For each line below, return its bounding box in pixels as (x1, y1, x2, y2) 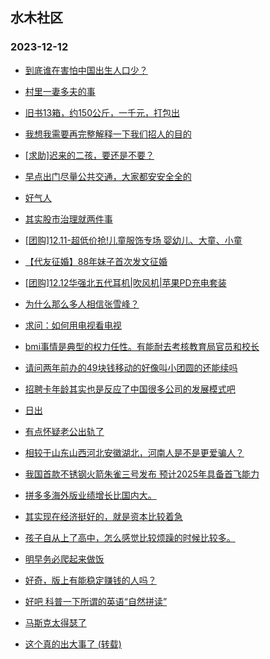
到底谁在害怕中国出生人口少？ (24, 64, 148, 76)
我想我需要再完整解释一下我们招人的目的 (24, 128, 192, 140)
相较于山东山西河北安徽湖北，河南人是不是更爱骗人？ (24, 446, 245, 458)
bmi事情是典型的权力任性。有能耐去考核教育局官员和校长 (24, 340, 260, 352)
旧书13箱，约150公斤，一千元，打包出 (24, 106, 180, 118)
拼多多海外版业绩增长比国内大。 (24, 489, 157, 501)
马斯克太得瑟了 (24, 616, 87, 628)
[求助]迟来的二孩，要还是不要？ (24, 149, 155, 161)
